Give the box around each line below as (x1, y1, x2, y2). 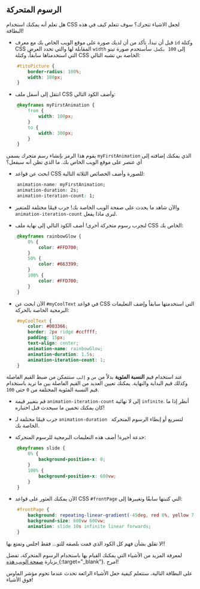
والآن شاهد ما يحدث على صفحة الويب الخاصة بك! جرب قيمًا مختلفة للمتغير (14, 203, 180, 211)
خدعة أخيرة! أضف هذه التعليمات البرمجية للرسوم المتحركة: (14, 434, 147, 441)
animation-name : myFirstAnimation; (17, 182, 106, 188)
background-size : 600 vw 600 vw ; (28, 518, 106, 524)
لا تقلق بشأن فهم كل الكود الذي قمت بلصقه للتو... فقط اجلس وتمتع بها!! (6, 540, 166, 547)
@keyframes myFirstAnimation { (17, 102, 95, 109)
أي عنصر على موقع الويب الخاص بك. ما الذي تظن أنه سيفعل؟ (6, 158, 143, 166)
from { (28, 108, 44, 114)
